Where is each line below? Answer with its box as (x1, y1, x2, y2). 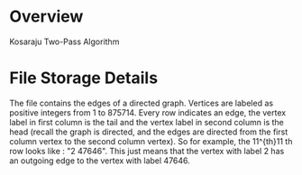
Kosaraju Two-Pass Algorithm (9, 36, 120, 47)
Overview (9, 6, 84, 27)
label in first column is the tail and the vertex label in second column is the (9, 116, 284, 127)
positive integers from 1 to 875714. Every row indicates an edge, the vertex (9, 106, 287, 118)
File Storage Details (9, 68, 159, 88)
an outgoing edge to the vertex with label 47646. (9, 155, 191, 166)
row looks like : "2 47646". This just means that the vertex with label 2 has (9, 145, 285, 156)
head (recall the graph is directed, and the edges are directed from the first (9, 126, 288, 137)
